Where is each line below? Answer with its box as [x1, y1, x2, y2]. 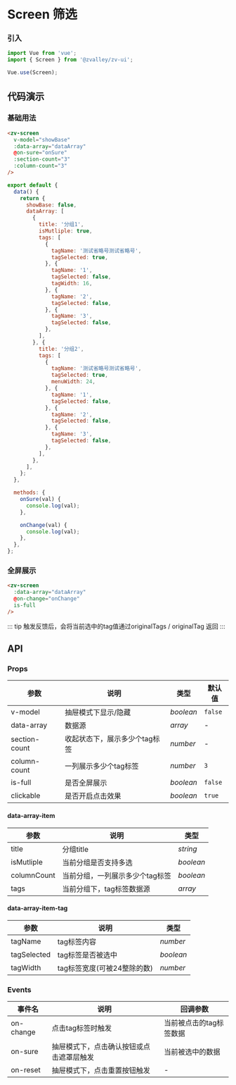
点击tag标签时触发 [51, 1023, 112, 1033]
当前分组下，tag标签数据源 [62, 883, 151, 893]
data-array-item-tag [7, 904, 68, 912]
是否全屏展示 [65, 778, 107, 788]
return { [20, 194, 46, 201]
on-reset [11, 1065, 41, 1075]
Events [7, 984, 32, 994]
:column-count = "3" [13, 163, 68, 170]
